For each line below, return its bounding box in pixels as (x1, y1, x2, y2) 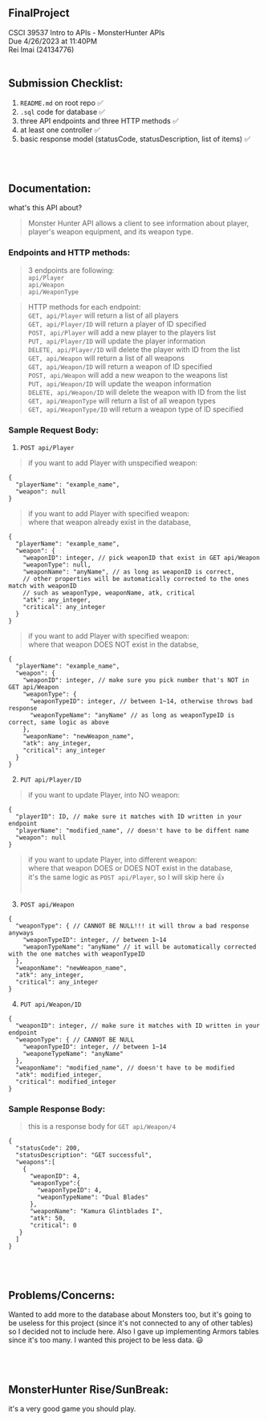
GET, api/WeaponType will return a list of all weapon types (27, 396, 217, 405)
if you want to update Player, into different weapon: (27, 855, 197, 865)
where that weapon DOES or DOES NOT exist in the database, (27, 863, 233, 873)
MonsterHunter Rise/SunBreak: (8, 1382, 169, 1396)
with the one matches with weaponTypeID (8, 950, 146, 958)
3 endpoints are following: (27, 265, 115, 275)
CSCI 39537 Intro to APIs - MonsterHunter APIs (8, 27, 165, 37)
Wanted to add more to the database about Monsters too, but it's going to (8, 1309, 252, 1319)
